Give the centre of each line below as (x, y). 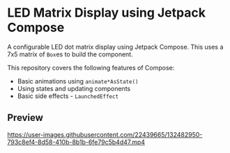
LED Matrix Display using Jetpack (106, 13)
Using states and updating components (74, 88)
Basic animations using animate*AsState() (78, 81)
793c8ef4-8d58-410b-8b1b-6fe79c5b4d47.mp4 (76, 142)
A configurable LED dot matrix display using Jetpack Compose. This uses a (115, 47)
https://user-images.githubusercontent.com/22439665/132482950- (105, 134)
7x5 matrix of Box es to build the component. (70, 54)
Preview (25, 118)
